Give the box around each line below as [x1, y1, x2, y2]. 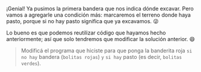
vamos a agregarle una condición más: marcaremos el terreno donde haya [6, 11, 191, 18]
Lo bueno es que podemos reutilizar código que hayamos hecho [6, 29, 166, 36]
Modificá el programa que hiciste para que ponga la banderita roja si [20, 47, 193, 54]
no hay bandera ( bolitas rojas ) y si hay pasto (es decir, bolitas [20, 54, 182, 60]
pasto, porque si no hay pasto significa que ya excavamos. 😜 [6, 18, 159, 24]
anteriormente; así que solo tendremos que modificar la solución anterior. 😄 [6, 36, 196, 42]
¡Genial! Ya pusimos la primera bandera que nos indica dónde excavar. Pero [6, 5, 194, 12]
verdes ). [20, 60, 41, 67]
